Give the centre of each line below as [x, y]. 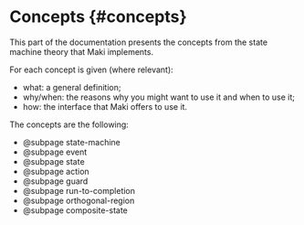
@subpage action [56, 171]
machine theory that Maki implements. [81, 51]
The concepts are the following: [69, 124]
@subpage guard [55, 181]
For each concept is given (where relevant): [91, 70]
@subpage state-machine [71, 142]
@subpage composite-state [75, 210]
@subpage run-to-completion [79, 190]
